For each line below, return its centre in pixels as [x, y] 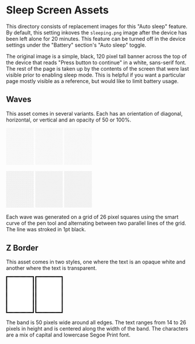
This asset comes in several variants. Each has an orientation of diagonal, [94, 113]
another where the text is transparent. [52, 268]
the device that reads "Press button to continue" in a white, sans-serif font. [96, 62]
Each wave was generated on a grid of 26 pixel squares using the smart [93, 217]
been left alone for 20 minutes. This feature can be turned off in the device [96, 39]
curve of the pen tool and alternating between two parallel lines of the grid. [96, 223]
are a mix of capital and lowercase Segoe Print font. [68, 335]
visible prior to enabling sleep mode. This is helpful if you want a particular [96, 75]
